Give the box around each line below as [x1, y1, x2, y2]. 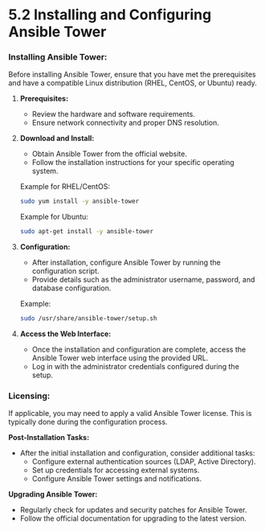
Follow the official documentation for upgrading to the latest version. [19, 513, 247, 524]
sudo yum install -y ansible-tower [19, 197, 140, 206]
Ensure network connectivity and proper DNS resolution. [31, 118, 219, 128]
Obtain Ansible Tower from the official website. [31, 149, 187, 158]
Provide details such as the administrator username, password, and [31, 275, 255, 285]
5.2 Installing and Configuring [8, 6, 212, 24]
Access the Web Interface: [19, 329, 112, 339]
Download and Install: [19, 134, 95, 143]
